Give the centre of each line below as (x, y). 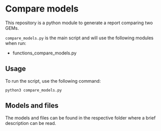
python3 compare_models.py (34, 90)
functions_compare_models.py (44, 53)
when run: (16, 43)
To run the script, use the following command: (53, 81)
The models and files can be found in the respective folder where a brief (80, 118)
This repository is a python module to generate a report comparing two (79, 23)
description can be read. (31, 123)
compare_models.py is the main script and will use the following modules (79, 38)
